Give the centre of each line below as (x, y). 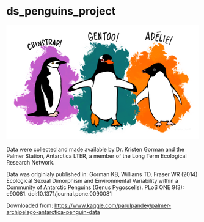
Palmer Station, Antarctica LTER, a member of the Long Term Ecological (97, 156)
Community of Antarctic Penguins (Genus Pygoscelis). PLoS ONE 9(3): (95, 187)
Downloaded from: (30, 205)
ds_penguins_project (61, 11)
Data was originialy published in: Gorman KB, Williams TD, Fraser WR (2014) (102, 174)
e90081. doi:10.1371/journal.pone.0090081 (59, 194)
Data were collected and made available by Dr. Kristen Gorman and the (96, 150)
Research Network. (31, 163)
